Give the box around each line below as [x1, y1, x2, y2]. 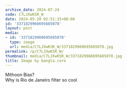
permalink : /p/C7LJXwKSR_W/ [5, 49, 64, 54]
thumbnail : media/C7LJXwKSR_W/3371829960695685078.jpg [5, 53, 122, 59]
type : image [10, 40, 35, 45]
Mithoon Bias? [5, 72, 35, 78]
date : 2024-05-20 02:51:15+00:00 [5, 16, 75, 21]
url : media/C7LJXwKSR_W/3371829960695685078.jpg [10, 44, 113, 49]
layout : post [5, 26, 33, 31]
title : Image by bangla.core [5, 58, 66, 63]
